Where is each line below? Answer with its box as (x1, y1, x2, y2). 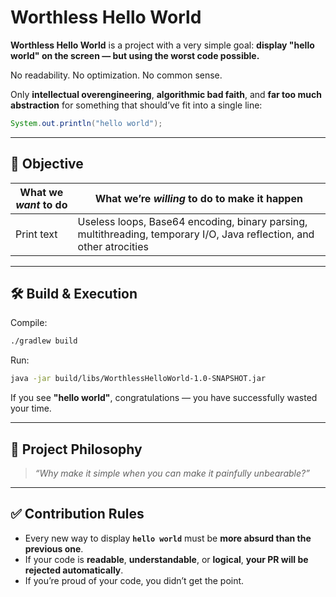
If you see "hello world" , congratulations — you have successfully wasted (10, 392, 318, 404)
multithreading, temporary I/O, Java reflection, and (77, 227, 315, 241)
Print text (15, 227, 58, 241)
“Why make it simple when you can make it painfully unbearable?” (34, 467, 310, 479)
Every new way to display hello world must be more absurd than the (24, 532, 312, 544)
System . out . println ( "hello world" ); (10, 118, 163, 128)
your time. (10, 402, 52, 415)
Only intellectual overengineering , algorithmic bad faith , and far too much (10, 88, 322, 100)
